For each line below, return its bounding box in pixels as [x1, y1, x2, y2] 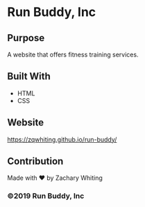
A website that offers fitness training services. [7, 50, 139, 59]
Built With [7, 70, 51, 82]
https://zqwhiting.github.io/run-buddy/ [7, 135, 117, 144]
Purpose [7, 32, 45, 44]
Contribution [7, 155, 64, 167]
